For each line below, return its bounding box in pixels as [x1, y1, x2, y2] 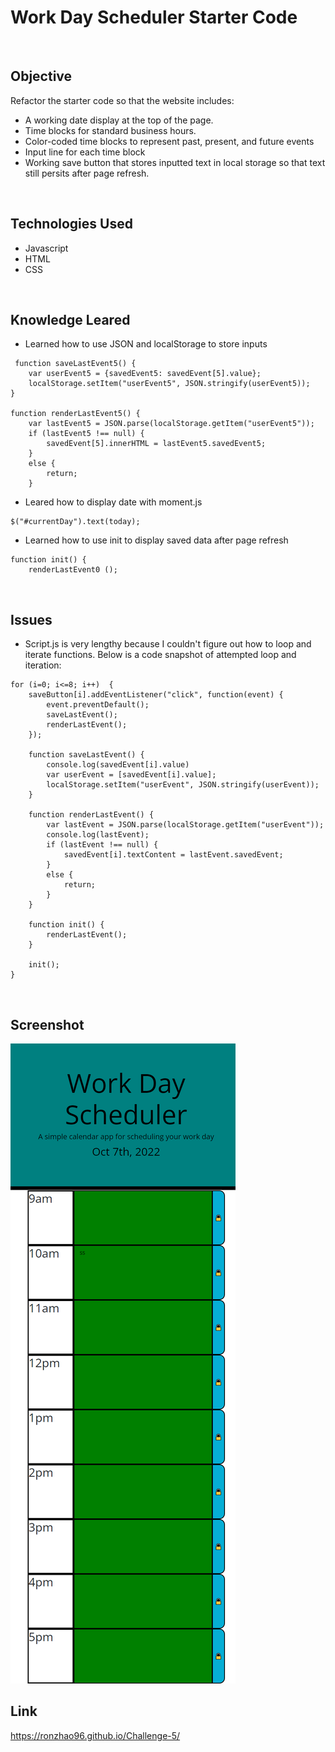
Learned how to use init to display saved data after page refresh [24, 534, 289, 546]
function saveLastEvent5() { [14, 359, 137, 369]
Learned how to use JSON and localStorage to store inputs [24, 338, 268, 350]
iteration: [24, 659, 62, 671]
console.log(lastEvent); [46, 830, 150, 840]
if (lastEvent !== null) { [46, 840, 159, 850]
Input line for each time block [24, 146, 146, 158]
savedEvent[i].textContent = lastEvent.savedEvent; [63, 850, 284, 860]
